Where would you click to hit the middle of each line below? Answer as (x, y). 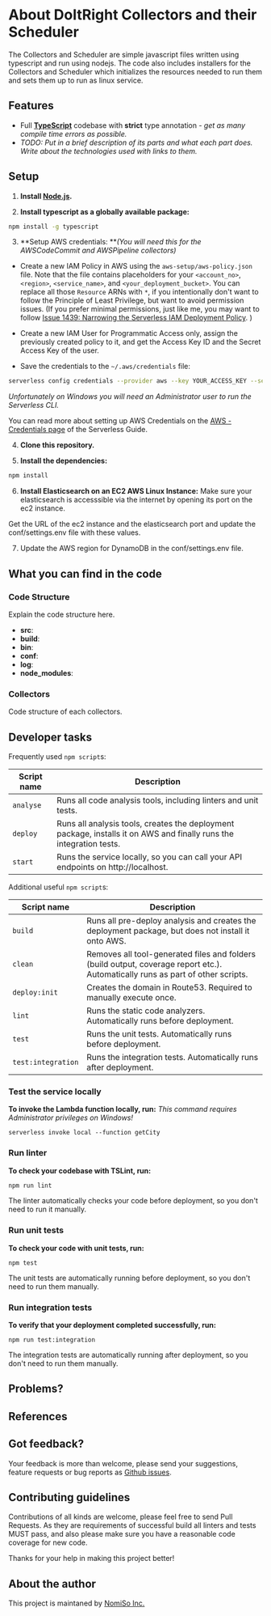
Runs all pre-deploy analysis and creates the (171, 920)
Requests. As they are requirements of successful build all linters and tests (132, 1525)
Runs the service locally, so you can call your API (149, 857)
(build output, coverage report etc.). (154, 964)
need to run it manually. (48, 1209)
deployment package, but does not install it (168, 931)
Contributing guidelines (69, 1497)
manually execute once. (131, 997)
